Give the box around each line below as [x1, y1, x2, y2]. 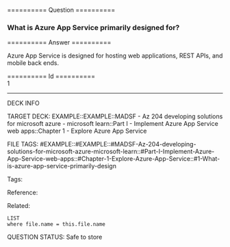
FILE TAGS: [7, 140, 39, 148]
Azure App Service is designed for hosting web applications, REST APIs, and [7, 51, 223, 60]
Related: [7, 202, 31, 210]
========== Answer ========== [7, 38, 112, 47]
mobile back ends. [7, 59, 60, 67]
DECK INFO [7, 99, 40, 107]
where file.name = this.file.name [7, 221, 106, 228]
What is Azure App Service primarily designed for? [7, 23, 180, 32]
